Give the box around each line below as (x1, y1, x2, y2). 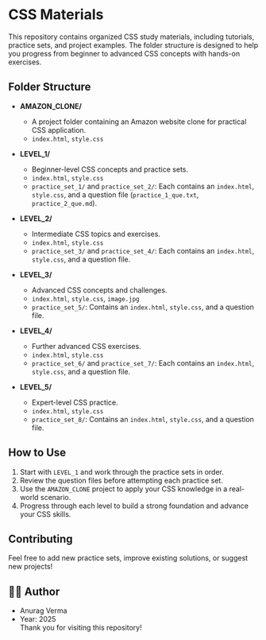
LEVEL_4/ (19, 326, 52, 336)
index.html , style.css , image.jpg (31, 293, 141, 303)
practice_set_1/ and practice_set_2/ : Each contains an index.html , (31, 181, 255, 191)
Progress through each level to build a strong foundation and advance (19, 501, 249, 510)
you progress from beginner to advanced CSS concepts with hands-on (8, 48, 241, 58)
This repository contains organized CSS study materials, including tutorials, (8, 32, 255, 41)
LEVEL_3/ (19, 270, 52, 279)
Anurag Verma (19, 606, 67, 615)
